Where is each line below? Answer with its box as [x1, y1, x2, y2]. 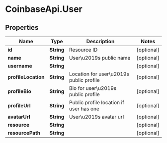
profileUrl [7, 102, 31, 109]
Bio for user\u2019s [69, 85, 117, 91]
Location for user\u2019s [69, 71, 129, 77]
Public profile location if [69, 99, 124, 106]
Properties [5, 23, 39, 32]
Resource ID [69, 46, 98, 53]
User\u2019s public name [69, 55, 131, 61]
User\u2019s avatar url [69, 113, 124, 120]
